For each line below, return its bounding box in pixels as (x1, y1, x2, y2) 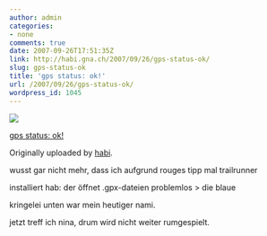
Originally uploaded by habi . (9, 147, 114, 158)
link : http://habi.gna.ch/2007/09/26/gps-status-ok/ (9, 55, 211, 64)
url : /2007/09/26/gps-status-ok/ (9, 80, 134, 89)
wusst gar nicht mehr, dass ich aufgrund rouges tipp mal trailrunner (9, 164, 258, 175)
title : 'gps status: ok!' (9, 72, 106, 81)
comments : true (9, 38, 66, 48)
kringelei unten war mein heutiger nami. (9, 199, 156, 210)
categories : (9, 22, 54, 31)
